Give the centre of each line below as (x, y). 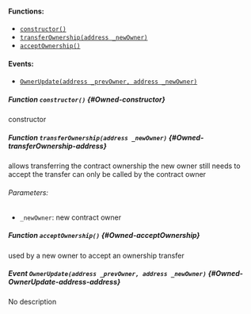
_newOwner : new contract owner (70, 217)
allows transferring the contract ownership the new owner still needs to (124, 166)
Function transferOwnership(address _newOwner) (88, 137)
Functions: (27, 11)
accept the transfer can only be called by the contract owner (107, 174)
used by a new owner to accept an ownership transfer (96, 255)
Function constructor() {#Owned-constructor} (87, 100)
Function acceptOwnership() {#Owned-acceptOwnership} (104, 235)
